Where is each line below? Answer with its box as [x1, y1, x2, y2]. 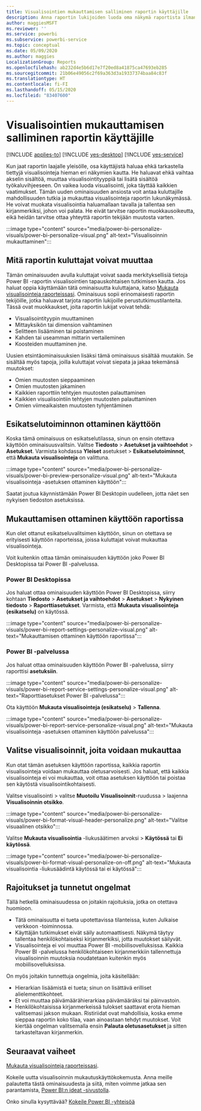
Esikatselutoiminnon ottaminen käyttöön [6, 419, 161, 429]
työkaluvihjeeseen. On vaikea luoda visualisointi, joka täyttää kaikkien [6, 181, 178, 189]
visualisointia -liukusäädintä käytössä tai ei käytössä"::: [6, 865, 142, 872]
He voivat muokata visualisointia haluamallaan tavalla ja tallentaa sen [6, 200, 175, 208]
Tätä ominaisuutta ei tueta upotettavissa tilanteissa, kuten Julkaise [14, 916, 178, 924]
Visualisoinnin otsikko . [6, 798, 64, 806]
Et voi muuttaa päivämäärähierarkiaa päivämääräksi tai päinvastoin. [14, 997, 181, 1004]
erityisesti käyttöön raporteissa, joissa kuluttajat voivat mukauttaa [6, 536, 167, 544]
